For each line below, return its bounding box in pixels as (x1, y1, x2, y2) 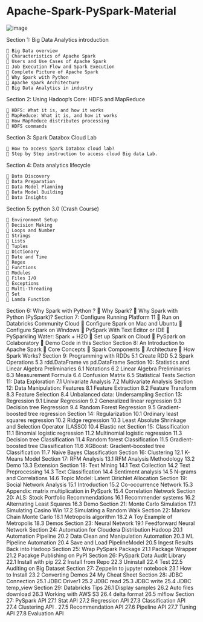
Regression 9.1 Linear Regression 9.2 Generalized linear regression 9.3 (6, 397, 182, 404)
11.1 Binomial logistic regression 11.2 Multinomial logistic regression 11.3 (6, 429, 182, 436)
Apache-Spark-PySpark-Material (6, 4, 176, 18)
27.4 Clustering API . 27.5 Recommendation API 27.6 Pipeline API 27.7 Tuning (6, 603, 196, 610)
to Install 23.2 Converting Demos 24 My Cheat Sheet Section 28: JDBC (6, 571, 183, 578)
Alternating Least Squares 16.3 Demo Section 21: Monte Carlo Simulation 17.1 (6, 500, 196, 507)
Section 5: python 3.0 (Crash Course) (6, 205, 100, 212)
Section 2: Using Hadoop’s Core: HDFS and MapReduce (6, 95, 146, 102)
